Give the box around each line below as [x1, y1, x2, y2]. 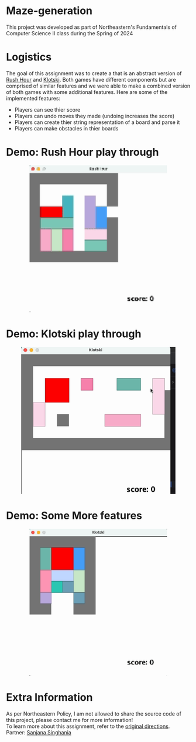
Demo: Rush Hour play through [6, 146, 159, 159]
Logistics [6, 51, 51, 64]
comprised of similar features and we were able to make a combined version [6, 82, 191, 89]
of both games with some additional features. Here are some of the [6, 88, 168, 95]
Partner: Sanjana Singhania [6, 728, 71, 736]
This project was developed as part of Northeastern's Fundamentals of [6, 23, 177, 31]
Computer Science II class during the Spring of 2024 [6, 29, 133, 36]
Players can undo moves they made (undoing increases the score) [14, 112, 175, 119]
